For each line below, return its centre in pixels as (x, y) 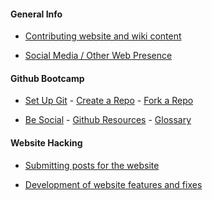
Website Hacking (46, 143)
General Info (36, 14)
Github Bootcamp (47, 78)
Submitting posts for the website (92, 165)
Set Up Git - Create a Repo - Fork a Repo (109, 101)
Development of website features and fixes (113, 184)
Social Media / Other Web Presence (98, 56)
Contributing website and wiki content (103, 36)
